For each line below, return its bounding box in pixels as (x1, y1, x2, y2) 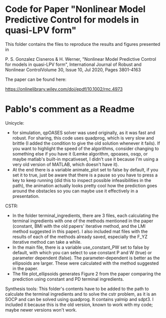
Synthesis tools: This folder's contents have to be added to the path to (5, 286, 149, 292)
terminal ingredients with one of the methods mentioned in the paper (12, 218, 154, 224)
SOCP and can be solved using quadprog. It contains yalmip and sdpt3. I (5, 296, 154, 302)
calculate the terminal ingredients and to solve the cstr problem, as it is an (5, 291, 157, 297)
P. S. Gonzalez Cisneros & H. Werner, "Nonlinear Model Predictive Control (5, 56, 157, 62)
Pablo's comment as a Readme (5, 104, 135, 115)
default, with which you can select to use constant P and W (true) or (12, 249, 152, 255)
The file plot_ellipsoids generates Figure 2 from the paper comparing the (12, 271, 162, 277)
